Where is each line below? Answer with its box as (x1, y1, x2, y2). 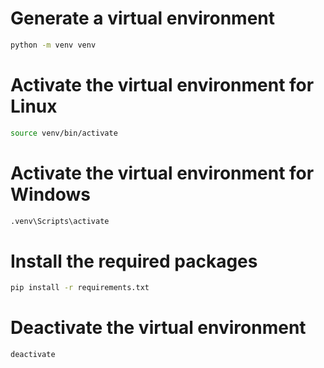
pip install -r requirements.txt (10, 283, 150, 293)
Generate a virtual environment (10, 7, 275, 30)
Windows (10, 183, 91, 206)
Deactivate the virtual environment (10, 317, 307, 339)
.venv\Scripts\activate (10, 216, 110, 226)
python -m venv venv (10, 40, 97, 50)
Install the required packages (10, 250, 258, 272)
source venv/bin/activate (10, 128, 118, 138)
